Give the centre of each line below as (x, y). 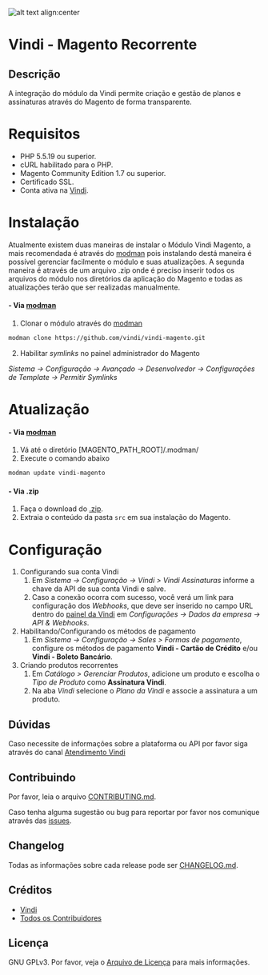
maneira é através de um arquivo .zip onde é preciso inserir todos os (121, 270)
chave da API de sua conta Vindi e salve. (99, 589)
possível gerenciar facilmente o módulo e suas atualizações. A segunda (126, 262)
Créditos (30, 891)
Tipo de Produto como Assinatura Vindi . (99, 682)
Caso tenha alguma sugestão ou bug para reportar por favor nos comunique (134, 812)
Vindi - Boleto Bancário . (72, 657)
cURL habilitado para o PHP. (66, 165)
